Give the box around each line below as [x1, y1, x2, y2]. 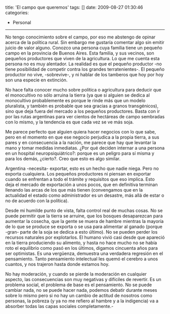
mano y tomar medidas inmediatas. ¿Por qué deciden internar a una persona [5, 145, 165, 151]
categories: [5, 10, 29, 16]
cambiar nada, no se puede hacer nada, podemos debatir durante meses [5, 287, 157, 293]
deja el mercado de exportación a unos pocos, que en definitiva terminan [5, 182, 158, 188]
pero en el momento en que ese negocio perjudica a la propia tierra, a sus [5, 134, 159, 140]
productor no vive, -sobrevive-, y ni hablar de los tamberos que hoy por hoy [5, 72, 163, 77]
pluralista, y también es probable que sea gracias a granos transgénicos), [5, 103, 159, 109]
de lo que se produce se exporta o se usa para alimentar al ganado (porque [5, 223, 163, 230]
